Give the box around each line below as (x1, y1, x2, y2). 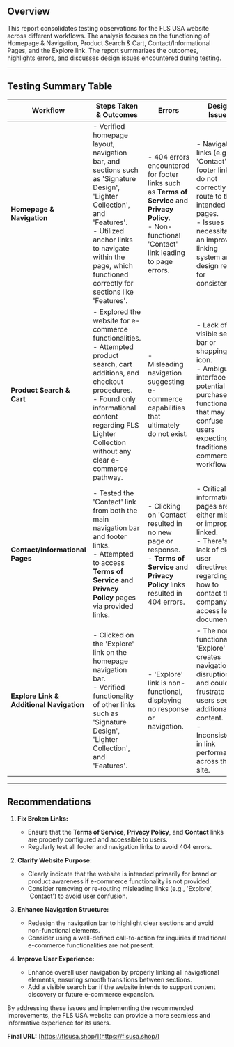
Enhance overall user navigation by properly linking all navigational (27, 968, 219, 977)
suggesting (147, 376, 185, 386)
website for (93, 316, 130, 325)
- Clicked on (93, 630, 134, 639)
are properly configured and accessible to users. (27, 835, 169, 844)
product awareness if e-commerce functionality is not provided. (27, 877, 211, 885)
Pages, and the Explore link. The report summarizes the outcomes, (7, 46, 198, 54)
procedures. (93, 385, 133, 395)
